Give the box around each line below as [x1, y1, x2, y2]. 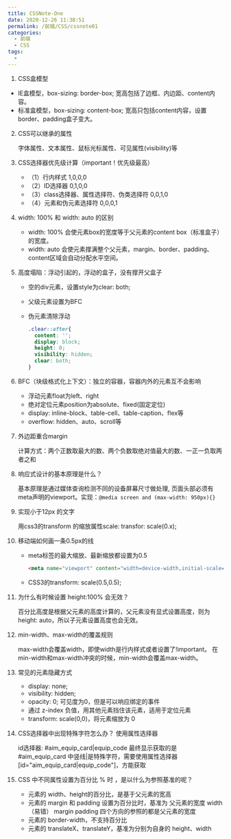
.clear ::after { [27, 325, 71, 333]
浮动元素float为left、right [27, 392, 99, 400]
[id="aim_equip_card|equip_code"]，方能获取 [17, 761, 147, 769]
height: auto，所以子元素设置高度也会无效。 [17, 615, 143, 624]
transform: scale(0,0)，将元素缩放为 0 [27, 714, 136, 722]
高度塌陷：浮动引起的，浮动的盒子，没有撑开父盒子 [17, 268, 162, 276]
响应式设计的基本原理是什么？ [17, 469, 102, 477]
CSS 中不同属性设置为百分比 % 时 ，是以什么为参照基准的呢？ [17, 775, 193, 783]
